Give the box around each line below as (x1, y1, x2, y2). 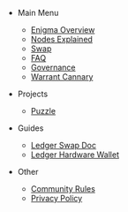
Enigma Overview (30, 25, 95, 34)
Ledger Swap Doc (30, 140, 97, 150)
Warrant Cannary (30, 72, 94, 82)
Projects (17, 88, 49, 99)
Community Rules (30, 184, 95, 193)
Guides (17, 123, 44, 133)
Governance (30, 62, 76, 72)
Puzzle (30, 106, 56, 116)
